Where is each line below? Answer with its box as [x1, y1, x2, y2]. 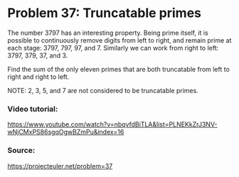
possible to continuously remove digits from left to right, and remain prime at [7, 36, 232, 44]
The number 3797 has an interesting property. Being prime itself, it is [7, 28, 208, 37]
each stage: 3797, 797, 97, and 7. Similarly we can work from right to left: [7, 43, 219, 52]
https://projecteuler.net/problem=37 [7, 161, 113, 170]
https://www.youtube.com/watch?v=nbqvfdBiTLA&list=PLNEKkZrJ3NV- [7, 120, 218, 129]
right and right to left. [7, 73, 70, 81]
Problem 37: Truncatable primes [7, 5, 201, 21]
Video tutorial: [7, 104, 58, 114]
